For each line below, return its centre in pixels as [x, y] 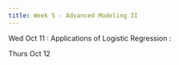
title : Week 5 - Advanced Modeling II [73, 15]
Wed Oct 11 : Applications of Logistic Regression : [90, 38]
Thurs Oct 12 [29, 53]
